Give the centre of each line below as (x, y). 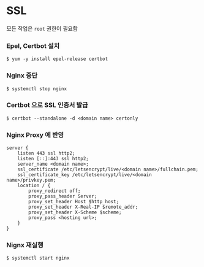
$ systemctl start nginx (38, 258)
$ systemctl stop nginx (37, 89)
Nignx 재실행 (25, 245)
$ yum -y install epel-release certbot (57, 59)
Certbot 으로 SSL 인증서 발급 (47, 105)
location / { (34, 186)
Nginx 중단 (22, 75)
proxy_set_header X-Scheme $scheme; (75, 212)
